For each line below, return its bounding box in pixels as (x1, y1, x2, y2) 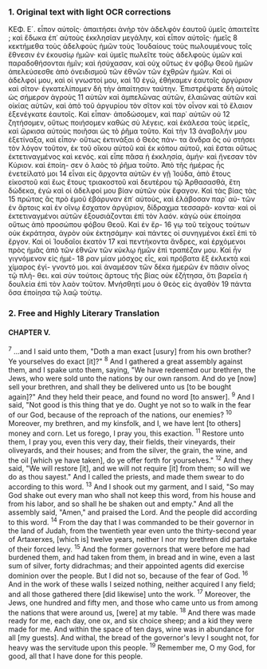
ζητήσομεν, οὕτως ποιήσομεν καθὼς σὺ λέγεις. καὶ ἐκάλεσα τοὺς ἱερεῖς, (8, 118, 250, 128)
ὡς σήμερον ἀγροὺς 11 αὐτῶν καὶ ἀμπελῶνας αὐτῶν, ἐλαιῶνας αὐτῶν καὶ (8, 93, 257, 102)
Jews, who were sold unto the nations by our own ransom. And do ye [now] (8, 373, 257, 383)
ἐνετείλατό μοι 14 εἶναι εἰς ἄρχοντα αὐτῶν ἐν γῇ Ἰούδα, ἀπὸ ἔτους (8, 169, 231, 178)
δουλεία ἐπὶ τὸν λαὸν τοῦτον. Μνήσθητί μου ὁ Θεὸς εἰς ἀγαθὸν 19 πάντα (8, 279, 252, 289)
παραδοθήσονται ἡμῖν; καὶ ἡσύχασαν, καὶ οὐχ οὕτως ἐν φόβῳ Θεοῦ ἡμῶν (8, 58, 253, 68)
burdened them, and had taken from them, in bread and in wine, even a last (8, 552, 255, 562)
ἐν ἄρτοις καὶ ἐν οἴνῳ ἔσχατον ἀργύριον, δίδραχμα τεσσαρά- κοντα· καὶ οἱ (8, 203, 257, 213)
